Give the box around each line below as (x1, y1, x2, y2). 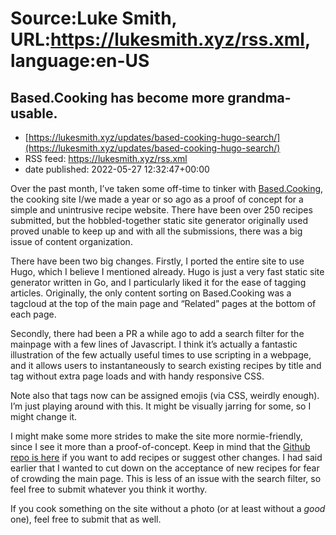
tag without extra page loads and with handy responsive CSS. (10, 370, 265, 382)
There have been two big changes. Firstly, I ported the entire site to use (10, 255, 305, 267)
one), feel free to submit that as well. (10, 513, 162, 525)
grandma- (227, 89, 292, 106)
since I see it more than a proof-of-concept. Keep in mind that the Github (10, 441, 311, 452)
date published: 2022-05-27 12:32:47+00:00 (24, 163, 210, 175)
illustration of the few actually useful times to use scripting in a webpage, (10, 349, 312, 361)
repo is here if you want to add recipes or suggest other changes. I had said (10, 452, 323, 463)
